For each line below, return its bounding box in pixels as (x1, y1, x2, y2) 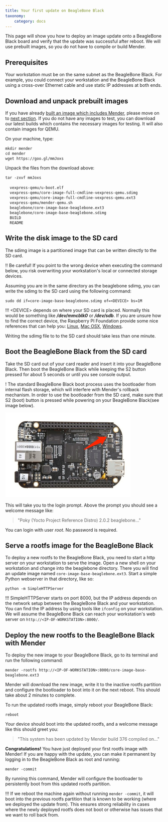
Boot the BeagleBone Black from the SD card (5, 348, 147, 356)
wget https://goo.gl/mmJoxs (5, 156, 64, 161)
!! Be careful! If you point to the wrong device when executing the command (5, 262, 162, 268)
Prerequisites (5, 58, 48, 67)
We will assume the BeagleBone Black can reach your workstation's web (5, 611, 155, 617)
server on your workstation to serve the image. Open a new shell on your (5, 560, 156, 566)
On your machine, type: (5, 136, 54, 141)
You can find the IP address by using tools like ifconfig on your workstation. (5, 606, 163, 612)
